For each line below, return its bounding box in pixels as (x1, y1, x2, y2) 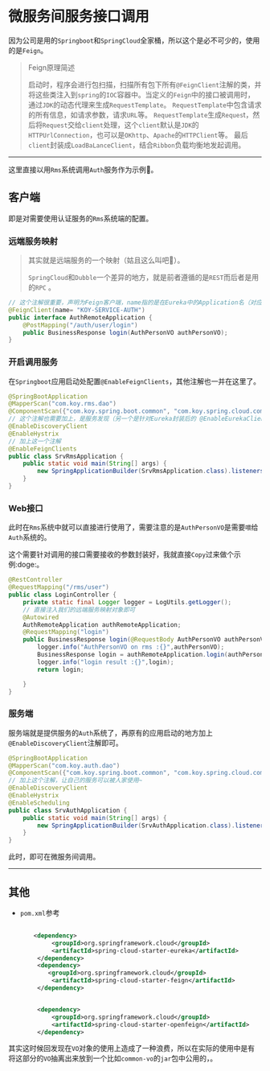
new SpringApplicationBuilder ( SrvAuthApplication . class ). (37, 822, 235, 830)
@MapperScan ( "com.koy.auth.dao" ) (8, 761, 121, 769)
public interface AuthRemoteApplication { (8, 313, 153, 322)
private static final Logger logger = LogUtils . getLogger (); (22, 598, 231, 606)
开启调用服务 (8, 356, 59, 368)
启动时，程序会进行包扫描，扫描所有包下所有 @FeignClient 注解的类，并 (27, 80, 262, 89)
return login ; (37, 665, 84, 673)
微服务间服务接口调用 (8, 7, 150, 26)
